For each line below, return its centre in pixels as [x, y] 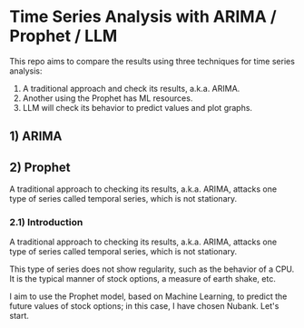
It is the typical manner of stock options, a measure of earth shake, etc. [143, 279]
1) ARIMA [36, 137]
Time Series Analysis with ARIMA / [143, 17]
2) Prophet [40, 167]
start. [20, 316]
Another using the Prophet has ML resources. [108, 98]
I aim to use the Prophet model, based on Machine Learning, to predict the [148, 296]
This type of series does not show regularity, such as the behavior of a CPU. [152, 269]
